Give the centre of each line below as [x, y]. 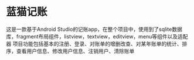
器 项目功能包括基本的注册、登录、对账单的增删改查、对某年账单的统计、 [94, 44]
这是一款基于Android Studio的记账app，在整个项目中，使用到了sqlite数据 [94, 29]
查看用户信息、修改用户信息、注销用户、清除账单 [75, 51]
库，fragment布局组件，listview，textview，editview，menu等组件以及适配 [97, 36]
